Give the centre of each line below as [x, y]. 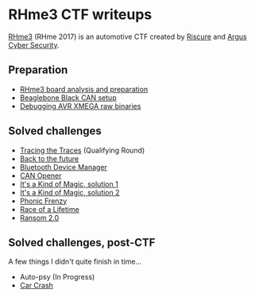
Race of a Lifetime [49, 209]
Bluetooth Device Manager [63, 167]
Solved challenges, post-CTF [82, 243]
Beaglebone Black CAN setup [68, 98]
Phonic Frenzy [43, 201]
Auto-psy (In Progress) [57, 277]
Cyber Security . [34, 44]
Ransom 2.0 [39, 218]
